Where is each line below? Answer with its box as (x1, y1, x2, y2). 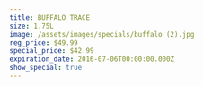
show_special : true (9, 64, 83, 73)
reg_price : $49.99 (9, 38, 78, 47)
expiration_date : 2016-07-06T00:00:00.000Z (9, 55, 175, 64)
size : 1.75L (9, 21, 54, 30)
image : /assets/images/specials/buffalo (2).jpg (9, 30, 195, 39)
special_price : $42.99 (9, 47, 94, 56)
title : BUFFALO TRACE (9, 13, 91, 22)
